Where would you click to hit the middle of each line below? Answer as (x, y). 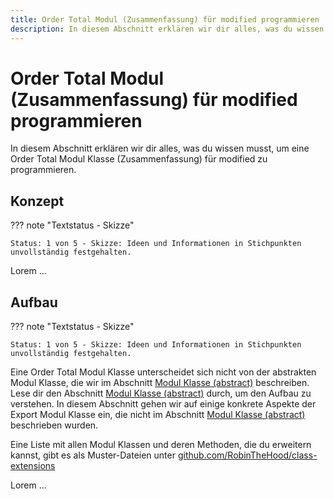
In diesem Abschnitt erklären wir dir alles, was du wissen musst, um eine (160, 148)
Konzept (37, 201)
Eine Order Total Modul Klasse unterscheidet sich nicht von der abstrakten (163, 372)
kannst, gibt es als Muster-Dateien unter (93, 455)
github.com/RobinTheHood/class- (247, 455)
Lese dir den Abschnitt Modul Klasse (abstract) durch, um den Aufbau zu (161, 393)
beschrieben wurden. (54, 425)
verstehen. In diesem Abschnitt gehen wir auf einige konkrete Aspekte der (163, 404)
